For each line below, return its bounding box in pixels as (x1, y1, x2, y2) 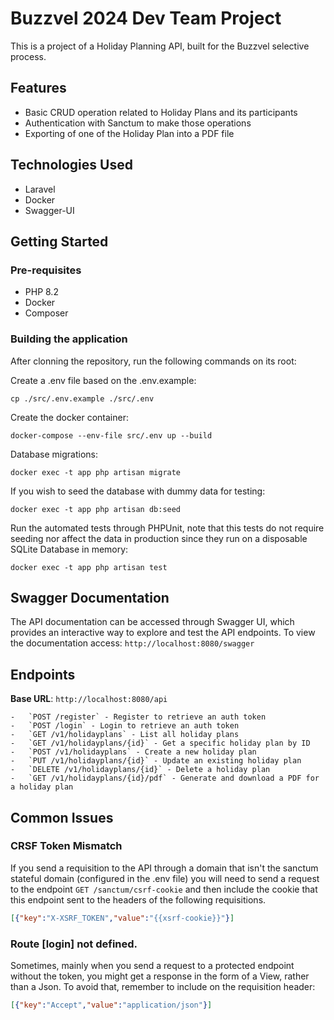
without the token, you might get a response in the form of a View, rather (10, 970, 310, 982)
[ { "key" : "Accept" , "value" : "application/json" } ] (10, 1000, 213, 1011)
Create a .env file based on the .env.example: (10, 374, 197, 386)
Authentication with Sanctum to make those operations (24, 117, 252, 129)
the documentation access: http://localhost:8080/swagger (10, 637, 255, 649)
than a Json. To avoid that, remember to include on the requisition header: (10, 981, 316, 993)
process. (10, 50, 47, 62)
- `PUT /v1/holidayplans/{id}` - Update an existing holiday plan (10, 756, 302, 766)
